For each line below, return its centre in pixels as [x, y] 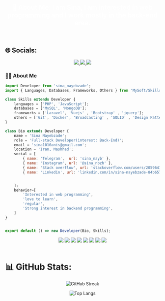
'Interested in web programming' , [58, 195]
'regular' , [34, 204]
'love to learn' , [40, 199]
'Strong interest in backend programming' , [68, 208]
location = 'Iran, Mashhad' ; [44, 149]
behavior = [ [25, 190]
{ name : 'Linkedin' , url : [49, 172]
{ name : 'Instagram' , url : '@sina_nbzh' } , [68, 163]
